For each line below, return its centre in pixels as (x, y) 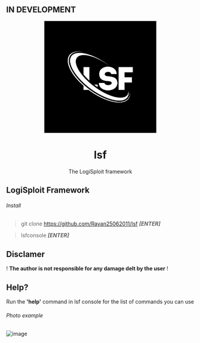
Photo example (25, 315)
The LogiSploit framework (100, 171)
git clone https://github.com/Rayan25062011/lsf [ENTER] (90, 224)
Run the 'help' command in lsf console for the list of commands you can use (100, 301)
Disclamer (26, 254)
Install (14, 205)
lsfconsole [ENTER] (45, 236)
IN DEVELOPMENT (41, 10)
